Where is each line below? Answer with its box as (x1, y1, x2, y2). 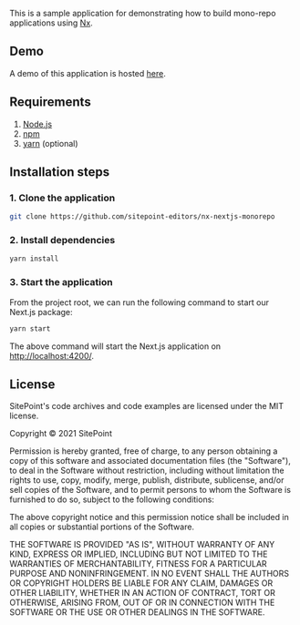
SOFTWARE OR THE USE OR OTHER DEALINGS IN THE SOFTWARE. (9, 607, 265, 618)
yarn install (9, 254, 59, 263)
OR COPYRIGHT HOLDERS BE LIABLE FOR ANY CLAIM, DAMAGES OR (9, 578, 274, 589)
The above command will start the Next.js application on (9, 341, 222, 352)
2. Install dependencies (9, 234, 116, 247)
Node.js (22, 118, 53, 129)
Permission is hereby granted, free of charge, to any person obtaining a (9, 446, 278, 456)
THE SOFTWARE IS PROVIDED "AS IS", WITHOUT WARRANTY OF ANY (9, 539, 275, 550)
